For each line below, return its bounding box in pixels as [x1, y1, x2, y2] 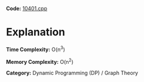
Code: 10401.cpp [6, 5, 48, 12]
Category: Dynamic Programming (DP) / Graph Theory [6, 70, 139, 77]
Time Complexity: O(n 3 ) [6, 45, 66, 53]
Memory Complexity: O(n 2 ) [6, 57, 74, 65]
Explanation [6, 26, 66, 39]
